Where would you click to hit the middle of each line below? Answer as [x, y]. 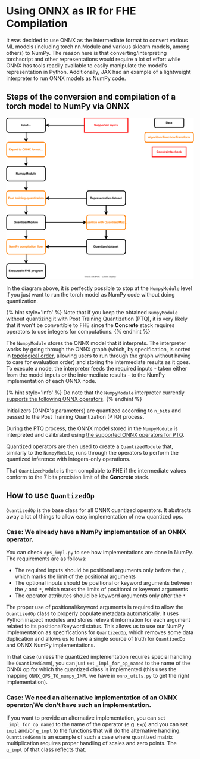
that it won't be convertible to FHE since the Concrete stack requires [90, 325]
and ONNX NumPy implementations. [51, 645]
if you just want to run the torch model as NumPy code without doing [90, 294]
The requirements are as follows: [46, 559]
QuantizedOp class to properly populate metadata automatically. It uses [93, 613]
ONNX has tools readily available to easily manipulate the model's [87, 65]
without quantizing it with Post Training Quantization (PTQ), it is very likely [97, 319]
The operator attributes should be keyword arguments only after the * [100, 596]
